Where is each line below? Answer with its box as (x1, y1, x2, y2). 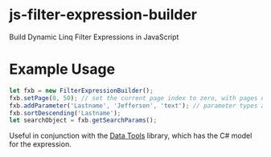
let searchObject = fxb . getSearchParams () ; (9, 116, 158, 125)
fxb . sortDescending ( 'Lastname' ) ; (9, 109, 121, 117)
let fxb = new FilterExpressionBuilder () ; (9, 87, 154, 95)
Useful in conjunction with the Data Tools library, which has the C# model (9, 131, 253, 141)
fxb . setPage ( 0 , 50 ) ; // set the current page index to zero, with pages (9, 94, 258, 102)
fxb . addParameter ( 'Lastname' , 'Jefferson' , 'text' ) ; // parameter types (9, 102, 258, 110)
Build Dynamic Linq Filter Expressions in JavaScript (9, 32, 179, 42)
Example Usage (9, 60, 116, 78)
